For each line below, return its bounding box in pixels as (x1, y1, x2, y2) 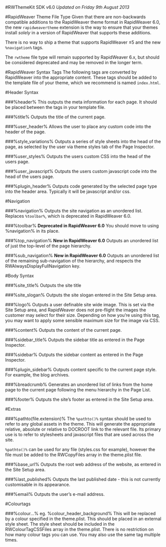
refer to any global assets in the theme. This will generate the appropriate (5, 421, 156, 427)
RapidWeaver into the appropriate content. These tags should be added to (5, 75, 157, 80)
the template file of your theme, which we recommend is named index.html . (5, 80, 161, 86)
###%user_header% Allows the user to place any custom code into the (5, 124, 152, 129)
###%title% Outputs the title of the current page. (5, 114, 106, 120)
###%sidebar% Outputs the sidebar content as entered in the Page (5, 352, 143, 358)
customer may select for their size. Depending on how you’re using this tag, (5, 312, 160, 318)
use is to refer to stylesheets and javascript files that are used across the (5, 432, 154, 437)
